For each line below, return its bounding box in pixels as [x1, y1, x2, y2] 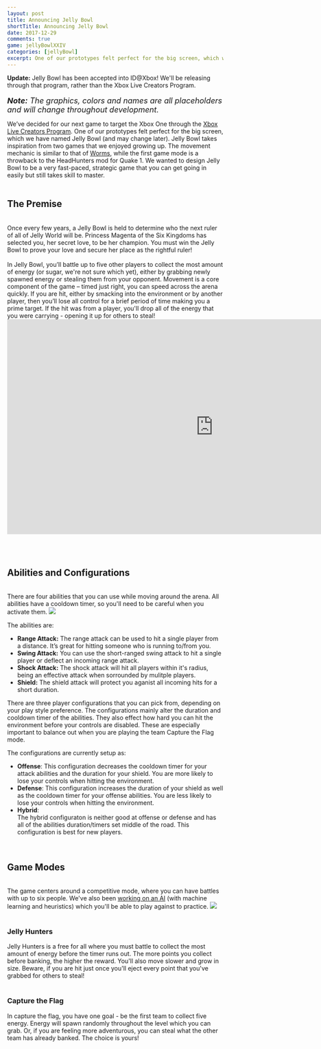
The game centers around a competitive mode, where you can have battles [7, 887, 219, 895]
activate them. [7, 608, 48, 616]
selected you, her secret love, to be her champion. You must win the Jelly [7, 238, 215, 246]
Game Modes [7, 861, 65, 873]
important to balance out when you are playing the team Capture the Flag [7, 728, 215, 737]
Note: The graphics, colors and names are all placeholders [7, 96, 223, 105]
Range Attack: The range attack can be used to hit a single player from [16, 634, 219, 643]
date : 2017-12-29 [7, 29, 57, 36]
